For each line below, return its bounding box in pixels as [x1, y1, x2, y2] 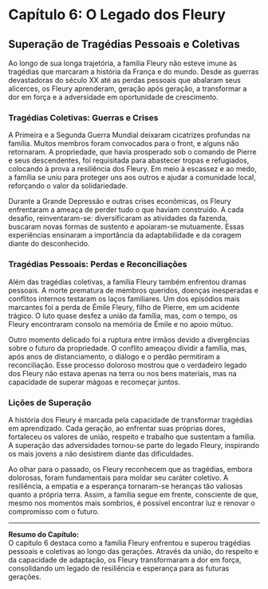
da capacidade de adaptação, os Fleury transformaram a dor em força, [8, 555, 242, 564]
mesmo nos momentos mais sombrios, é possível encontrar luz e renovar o [8, 498, 255, 508]
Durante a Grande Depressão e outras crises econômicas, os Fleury [8, 197, 231, 206]
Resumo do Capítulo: [8, 529, 80, 539]
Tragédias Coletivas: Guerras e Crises [8, 112, 159, 123]
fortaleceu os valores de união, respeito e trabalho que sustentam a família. [8, 432, 257, 442]
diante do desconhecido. [8, 239, 90, 249]
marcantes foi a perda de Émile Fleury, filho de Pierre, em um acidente [8, 302, 239, 312]
